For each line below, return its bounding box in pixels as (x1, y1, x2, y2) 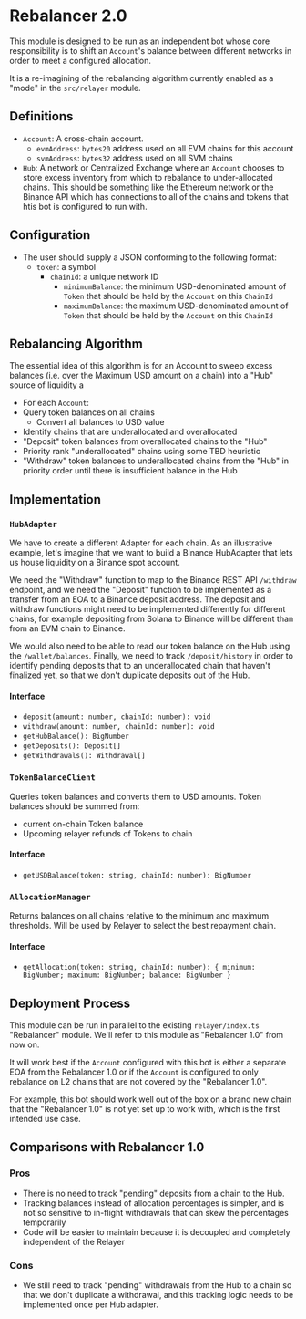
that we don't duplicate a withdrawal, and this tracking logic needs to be (22, 1290, 294, 1301)
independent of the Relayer (22, 1236, 126, 1247)
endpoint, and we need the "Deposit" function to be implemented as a (9, 585, 272, 596)
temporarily (22, 1217, 66, 1228)
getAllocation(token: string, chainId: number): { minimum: (22, 963, 256, 972)
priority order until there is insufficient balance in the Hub (22, 465, 238, 476)
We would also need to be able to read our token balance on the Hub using (9, 640, 291, 652)
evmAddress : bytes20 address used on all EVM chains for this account (36, 142, 294, 153)
